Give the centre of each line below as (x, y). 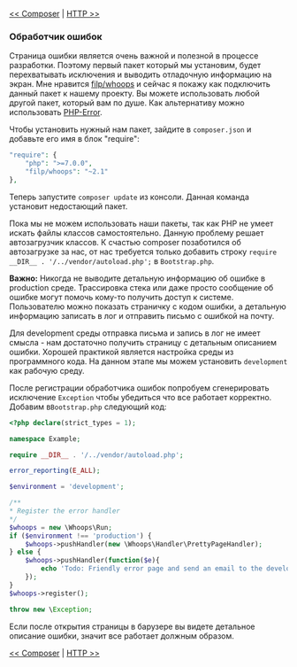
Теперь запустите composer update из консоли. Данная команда (129, 197)
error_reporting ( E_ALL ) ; (55, 471)
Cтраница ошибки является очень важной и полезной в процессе (134, 56)
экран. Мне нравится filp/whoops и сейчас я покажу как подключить (140, 84)
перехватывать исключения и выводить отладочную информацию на (141, 74)
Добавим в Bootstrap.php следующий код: (88, 407)
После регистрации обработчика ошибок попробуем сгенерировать (139, 388)
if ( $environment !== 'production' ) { (80, 536)
